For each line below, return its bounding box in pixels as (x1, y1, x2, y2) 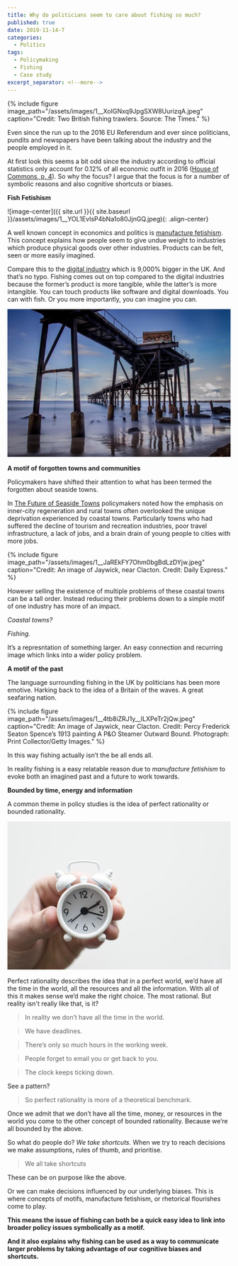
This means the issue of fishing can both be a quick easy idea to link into (7, 1216, 225, 1224)
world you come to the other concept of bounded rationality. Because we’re (7, 1117, 228, 1125)
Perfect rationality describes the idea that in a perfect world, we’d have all (7, 976, 222, 986)
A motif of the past (7, 664, 64, 673)
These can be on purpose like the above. (7, 1173, 127, 1182)
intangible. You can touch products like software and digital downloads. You (7, 287, 229, 296)
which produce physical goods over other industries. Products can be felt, (7, 243, 224, 252)
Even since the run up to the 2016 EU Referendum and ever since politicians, (7, 128, 230, 136)
